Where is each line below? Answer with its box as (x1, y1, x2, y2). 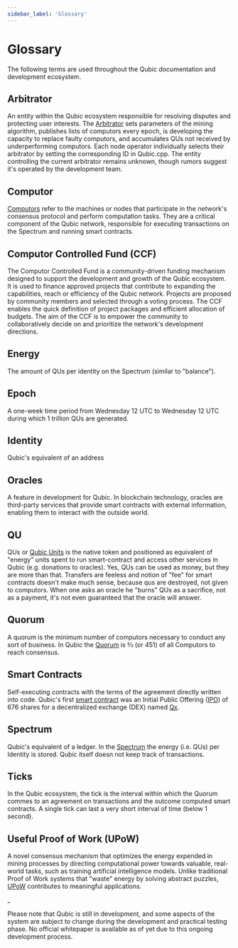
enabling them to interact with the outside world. (7, 508, 149, 517)
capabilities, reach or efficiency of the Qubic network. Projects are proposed (7, 289, 232, 298)
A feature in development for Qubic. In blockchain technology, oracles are (7, 493, 224, 502)
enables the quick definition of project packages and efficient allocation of (7, 304, 225, 313)
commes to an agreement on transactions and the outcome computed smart (7, 797, 231, 805)
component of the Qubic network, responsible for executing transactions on (7, 220, 229, 228)
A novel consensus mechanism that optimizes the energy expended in (7, 852, 213, 860)
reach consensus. (7, 648, 60, 656)
